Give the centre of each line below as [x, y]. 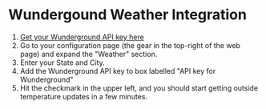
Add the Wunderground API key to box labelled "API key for [118, 71]
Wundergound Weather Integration [127, 15]
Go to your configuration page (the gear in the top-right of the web [130, 45]
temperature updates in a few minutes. [84, 96]
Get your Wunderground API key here [82, 37]
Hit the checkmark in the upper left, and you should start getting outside [139, 88]
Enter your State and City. [62, 63]
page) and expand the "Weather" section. [89, 54]
